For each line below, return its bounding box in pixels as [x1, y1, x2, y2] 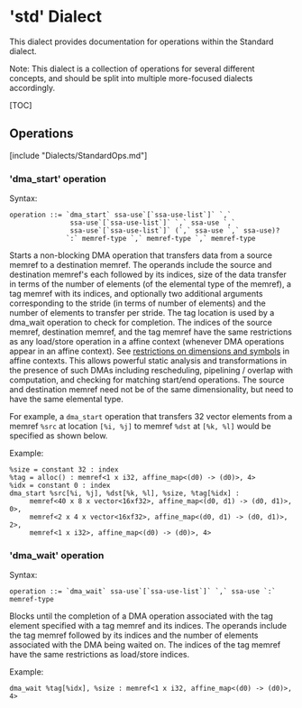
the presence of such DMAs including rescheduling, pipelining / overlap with [9, 365, 294, 376]
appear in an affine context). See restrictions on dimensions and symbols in [9, 345, 290, 357]
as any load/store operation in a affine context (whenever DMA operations [9, 336, 285, 347]
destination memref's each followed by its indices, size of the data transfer [9, 269, 287, 280]
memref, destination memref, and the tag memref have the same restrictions [9, 326, 293, 337]
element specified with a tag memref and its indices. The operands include [9, 621, 288, 631]
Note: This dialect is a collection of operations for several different [9, 63, 255, 74]
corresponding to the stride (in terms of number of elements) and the [9, 298, 266, 308]
